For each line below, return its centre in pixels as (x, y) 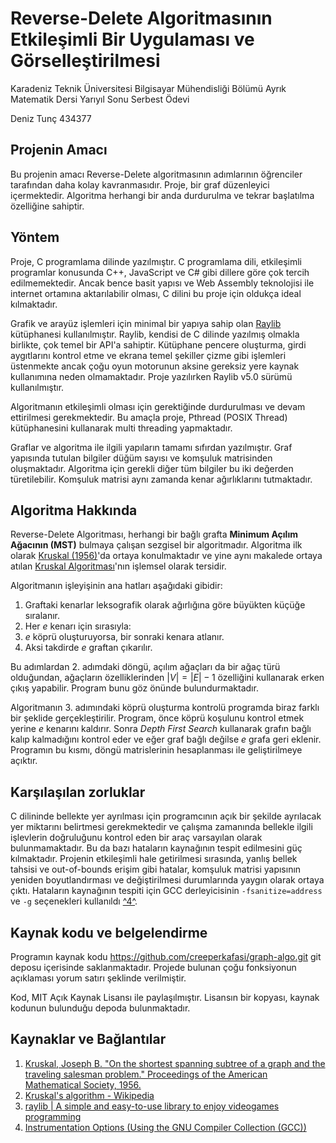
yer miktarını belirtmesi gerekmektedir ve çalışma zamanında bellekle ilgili (161, 827)
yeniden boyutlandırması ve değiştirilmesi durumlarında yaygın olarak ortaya (167, 880)
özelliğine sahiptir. (47, 206)
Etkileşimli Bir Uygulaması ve (132, 39)
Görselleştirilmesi (85, 61)
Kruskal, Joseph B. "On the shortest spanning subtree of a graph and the (175, 1063)
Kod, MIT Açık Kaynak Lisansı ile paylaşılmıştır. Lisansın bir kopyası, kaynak (165, 997)
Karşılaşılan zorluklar (78, 792)
